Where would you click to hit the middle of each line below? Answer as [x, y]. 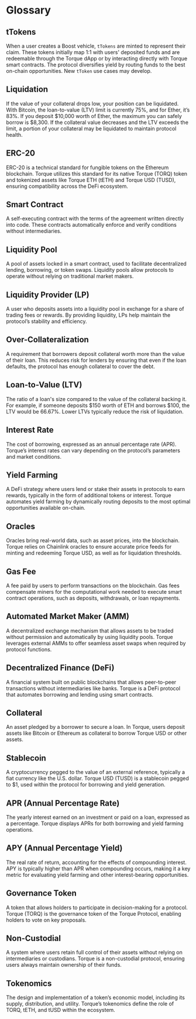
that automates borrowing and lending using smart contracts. [80, 694]
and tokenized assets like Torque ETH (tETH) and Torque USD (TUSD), [91, 180]
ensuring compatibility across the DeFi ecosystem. [67, 186]
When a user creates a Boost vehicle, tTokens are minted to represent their [96, 46]
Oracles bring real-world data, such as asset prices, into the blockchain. [93, 540]
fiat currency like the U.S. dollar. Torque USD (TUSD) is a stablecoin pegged [97, 778]
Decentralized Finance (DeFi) [60, 668]
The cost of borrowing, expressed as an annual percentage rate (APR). [91, 444]
